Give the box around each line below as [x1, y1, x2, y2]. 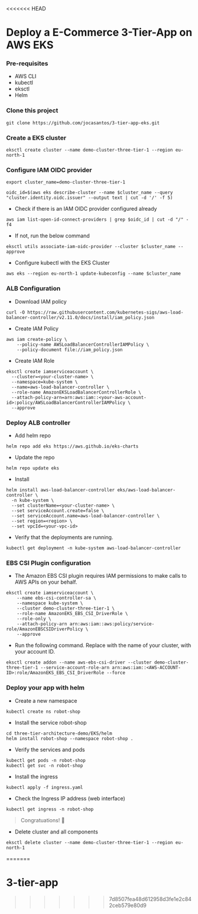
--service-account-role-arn [40, 665, 110, 671]
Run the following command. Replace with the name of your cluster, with [14, 642, 191, 649]
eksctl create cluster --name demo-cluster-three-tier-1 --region [6, 147, 173, 153]
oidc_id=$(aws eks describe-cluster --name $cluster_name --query [6, 189, 173, 196]
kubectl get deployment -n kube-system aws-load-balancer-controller [6, 545, 181, 551]
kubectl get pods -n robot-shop [6, 757, 86, 763]
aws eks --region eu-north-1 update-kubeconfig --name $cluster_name [6, 271, 181, 277]
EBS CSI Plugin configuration [6, 559, 91, 567]
